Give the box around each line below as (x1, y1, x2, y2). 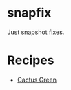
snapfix (7, 5, 52, 21)
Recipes (7, 52, 54, 68)
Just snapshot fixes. (7, 28, 65, 36)
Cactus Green (17, 75, 57, 84)
